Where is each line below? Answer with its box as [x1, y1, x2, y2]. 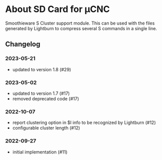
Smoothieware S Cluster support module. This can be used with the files [5, 20, 155, 26]
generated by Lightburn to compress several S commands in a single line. [5, 25, 157, 31]
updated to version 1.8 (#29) [12, 66, 71, 72]
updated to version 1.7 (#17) [12, 90, 70, 96]
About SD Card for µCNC [5, 4, 110, 15]
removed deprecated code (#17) [12, 95, 79, 101]
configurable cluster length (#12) [12, 125, 80, 131]
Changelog [5, 40, 41, 49]
